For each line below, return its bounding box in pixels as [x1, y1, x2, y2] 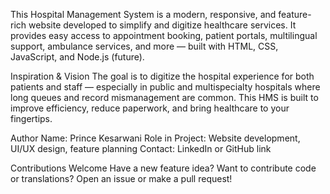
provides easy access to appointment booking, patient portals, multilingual [10, 30, 318, 41]
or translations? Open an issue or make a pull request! [10, 173, 233, 184]
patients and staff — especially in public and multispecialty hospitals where [10, 81, 321, 93]
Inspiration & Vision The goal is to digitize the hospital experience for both [10, 70, 315, 82]
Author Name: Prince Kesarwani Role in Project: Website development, [10, 132, 301, 144]
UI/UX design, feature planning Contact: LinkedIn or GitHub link [10, 143, 272, 154]
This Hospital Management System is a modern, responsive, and [10, 9, 277, 20]
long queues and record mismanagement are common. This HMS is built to [10, 92, 319, 103]
